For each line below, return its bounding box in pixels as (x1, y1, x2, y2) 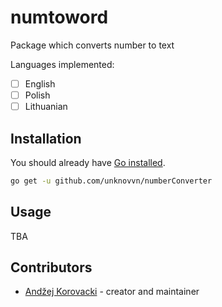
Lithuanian (24, 101, 68, 113)
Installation (10, 130, 82, 147)
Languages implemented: (10, 58, 115, 70)
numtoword (10, 6, 109, 29)
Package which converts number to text (10, 39, 175, 51)
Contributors (10, 259, 93, 276)
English (24, 77, 56, 90)
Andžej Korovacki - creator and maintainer (24, 286, 200, 298)
